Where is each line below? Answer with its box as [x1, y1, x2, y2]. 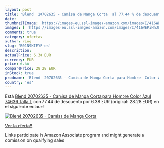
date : [5, 16, 16, 21]
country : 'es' [5, 80, 34, 85]
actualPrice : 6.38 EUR [5, 52, 51, 58]
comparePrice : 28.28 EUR [5, 66, 56, 71]
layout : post [5, 7, 32, 12]
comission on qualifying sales [5, 137, 65, 143]
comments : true [5, 30, 36, 35]
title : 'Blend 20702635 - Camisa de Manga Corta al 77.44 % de [5, 12, 141, 17]
